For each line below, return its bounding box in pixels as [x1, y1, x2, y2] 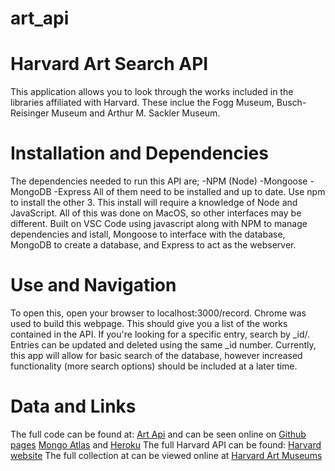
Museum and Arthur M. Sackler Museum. [51, 107, 221, 119]
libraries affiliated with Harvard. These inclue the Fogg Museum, [10, 97, 275, 109]
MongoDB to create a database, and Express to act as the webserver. [10, 239, 297, 251]
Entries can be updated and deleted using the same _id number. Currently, [10, 339, 317, 351]
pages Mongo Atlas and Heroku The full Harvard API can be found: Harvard [10, 438, 322, 451]
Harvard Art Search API [10, 53, 209, 76]
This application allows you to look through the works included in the [10, 86, 294, 98]
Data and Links [10, 395, 137, 418]
